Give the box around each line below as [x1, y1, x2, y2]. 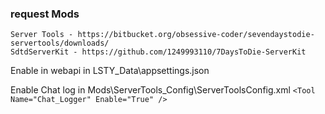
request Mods [10, 7, 80, 21]
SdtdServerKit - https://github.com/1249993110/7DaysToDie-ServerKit [10, 47, 307, 57]
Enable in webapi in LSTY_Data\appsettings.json [10, 65, 210, 77]
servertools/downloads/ [10, 38, 110, 49]
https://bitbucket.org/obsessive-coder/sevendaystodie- [77, 30, 315, 40]
